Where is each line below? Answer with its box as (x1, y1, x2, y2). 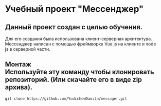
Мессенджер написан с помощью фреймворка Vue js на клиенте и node (5, 41, 157, 47)
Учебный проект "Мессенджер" (5, 3, 144, 15)
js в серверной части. (5, 46, 50, 52)
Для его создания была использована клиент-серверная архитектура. (5, 36, 152, 42)
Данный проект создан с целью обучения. (5, 23, 143, 31)
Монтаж (5, 60, 32, 69)
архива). (5, 83, 33, 91)
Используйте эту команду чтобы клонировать (5, 68, 154, 76)
